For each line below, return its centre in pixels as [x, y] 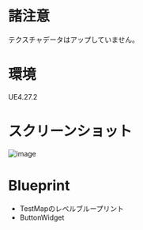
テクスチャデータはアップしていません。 [74, 40]
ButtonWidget [42, 217]
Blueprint [39, 186]
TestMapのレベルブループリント [72, 208]
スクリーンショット [70, 132]
